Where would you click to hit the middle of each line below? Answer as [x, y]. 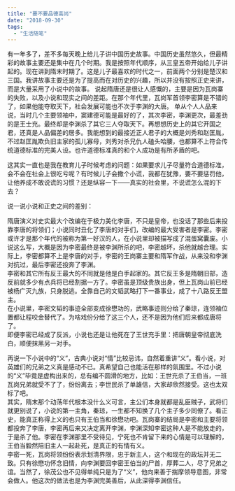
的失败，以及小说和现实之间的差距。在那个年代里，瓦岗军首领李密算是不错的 [117, 98]
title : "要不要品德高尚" [40, 14]
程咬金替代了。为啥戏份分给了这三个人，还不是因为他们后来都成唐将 [123, 317]
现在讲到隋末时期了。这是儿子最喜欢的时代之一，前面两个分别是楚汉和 [127, 71]
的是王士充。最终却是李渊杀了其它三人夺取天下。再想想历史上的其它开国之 [114, 124]
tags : [15, 27]
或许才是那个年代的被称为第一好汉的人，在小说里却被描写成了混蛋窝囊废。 [114, 239]
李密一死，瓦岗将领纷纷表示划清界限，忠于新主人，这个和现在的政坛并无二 [114, 455]
